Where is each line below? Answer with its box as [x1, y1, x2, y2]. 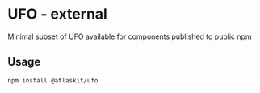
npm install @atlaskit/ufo [7, 76, 99, 85]
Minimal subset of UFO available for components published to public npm [7, 32, 252, 41]
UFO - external [7, 5, 108, 23]
